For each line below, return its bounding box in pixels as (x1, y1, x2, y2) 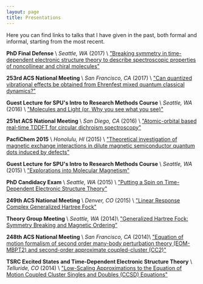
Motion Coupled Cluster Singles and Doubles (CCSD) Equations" (6, 271, 168, 278)
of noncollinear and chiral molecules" (6, 62, 100, 70)
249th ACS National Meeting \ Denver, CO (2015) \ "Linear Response (6, 196, 181, 204)
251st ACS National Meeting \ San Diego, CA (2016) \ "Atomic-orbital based (6, 117, 197, 125)
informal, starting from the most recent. (6, 38, 105, 45)
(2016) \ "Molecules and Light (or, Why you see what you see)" (6, 105, 164, 113)
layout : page (6, 9, 40, 15)
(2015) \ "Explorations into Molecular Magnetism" (6, 167, 129, 174)
